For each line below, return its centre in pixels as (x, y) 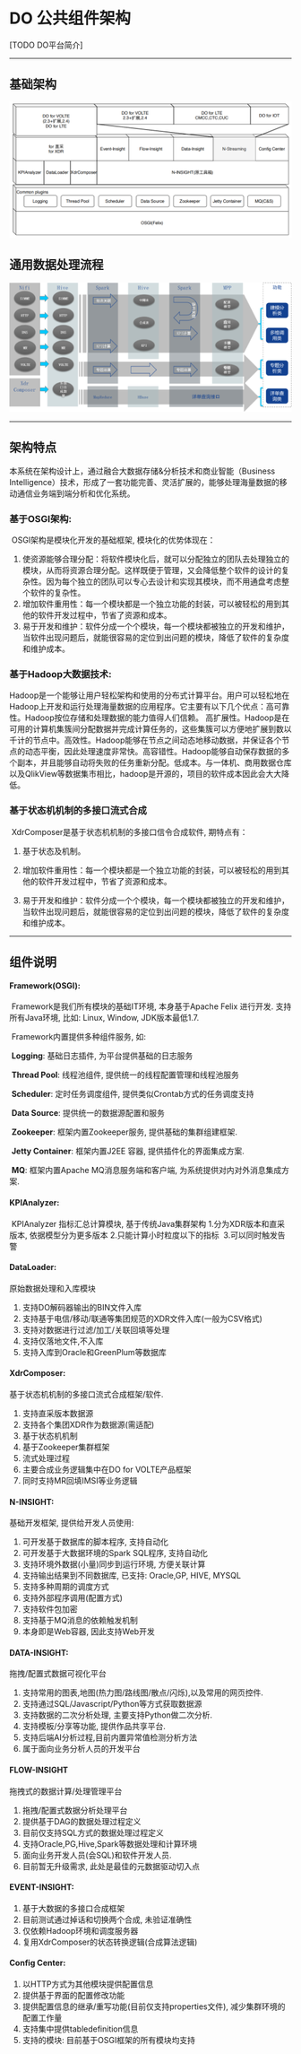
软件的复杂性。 (58, 593)
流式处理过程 (46, 1458)
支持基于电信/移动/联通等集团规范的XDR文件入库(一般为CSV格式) (142, 1319)
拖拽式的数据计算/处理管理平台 (66, 1791)
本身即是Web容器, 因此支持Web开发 (88, 1632)
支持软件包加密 (50, 1609)
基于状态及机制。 (54, 851)
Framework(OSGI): (45, 985)
